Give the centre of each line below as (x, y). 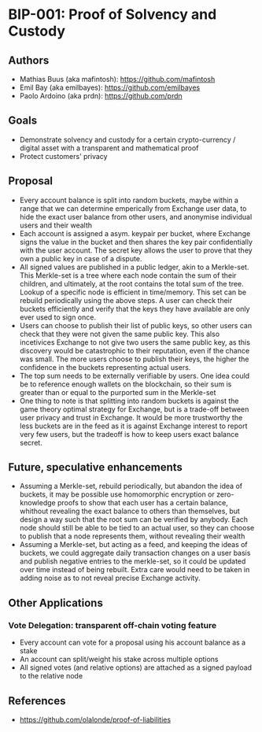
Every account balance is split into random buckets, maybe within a (129, 200)
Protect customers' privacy (63, 156)
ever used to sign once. (58, 317)
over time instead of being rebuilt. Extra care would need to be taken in (135, 570)
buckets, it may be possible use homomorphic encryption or (117, 494)
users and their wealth (56, 225)
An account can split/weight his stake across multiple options (119, 660)
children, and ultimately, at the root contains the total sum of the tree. (131, 283)
